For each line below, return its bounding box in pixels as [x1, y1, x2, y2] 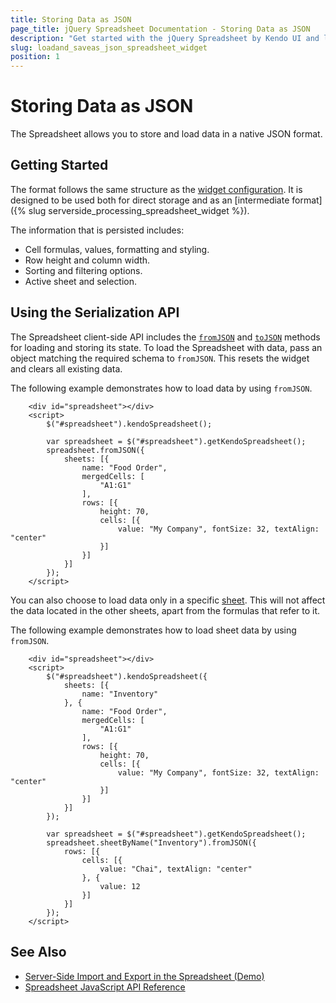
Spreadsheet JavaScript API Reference [24, 981, 186, 993]
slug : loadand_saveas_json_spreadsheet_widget [10, 42, 208, 53]
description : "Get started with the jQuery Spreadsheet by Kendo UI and [10, 33, 320, 43]
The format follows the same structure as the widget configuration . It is [10, 183, 303, 195]
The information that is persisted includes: [10, 224, 185, 236]
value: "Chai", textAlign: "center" [99, 864, 253, 874]
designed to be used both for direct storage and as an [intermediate [10, 194, 290, 206]
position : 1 [10, 52, 60, 62]
